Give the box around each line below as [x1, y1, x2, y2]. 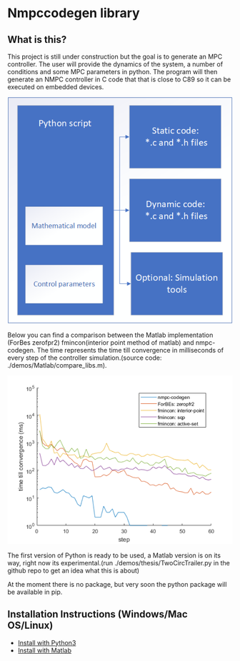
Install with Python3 [17, 638, 76, 647]
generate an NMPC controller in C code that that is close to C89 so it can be [7, 75, 231, 84]
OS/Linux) [7, 620, 54, 632]
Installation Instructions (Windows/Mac [7, 608, 188, 620]
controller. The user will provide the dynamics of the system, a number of [7, 60, 224, 69]
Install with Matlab [17, 646, 72, 655]
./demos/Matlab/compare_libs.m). [7, 360, 107, 369]
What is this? [7, 34, 67, 46]
